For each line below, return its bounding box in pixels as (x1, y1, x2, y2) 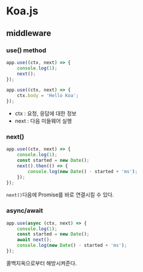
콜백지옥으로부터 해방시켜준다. (6, 259, 77, 267)
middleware (6, 28, 51, 38)
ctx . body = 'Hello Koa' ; (17, 93, 79, 99)
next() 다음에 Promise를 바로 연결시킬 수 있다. (6, 191, 114, 198)
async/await (6, 207, 43, 215)
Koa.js (6, 4, 39, 18)
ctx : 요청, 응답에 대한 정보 (14, 110, 77, 117)
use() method (6, 46, 47, 55)
